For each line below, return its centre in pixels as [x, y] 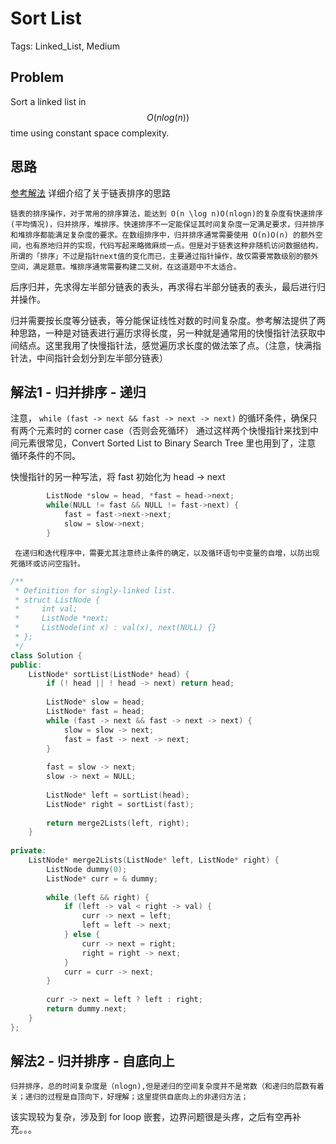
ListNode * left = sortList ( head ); [118, 795]
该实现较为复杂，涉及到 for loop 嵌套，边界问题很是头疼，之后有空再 [151, 1117]
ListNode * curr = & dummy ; [102, 878]
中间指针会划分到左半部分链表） [102, 358]
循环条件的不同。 [45, 456]
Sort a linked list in [48, 101]
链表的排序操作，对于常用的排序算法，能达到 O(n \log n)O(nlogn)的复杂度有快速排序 [166, 213]
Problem [37, 77]
